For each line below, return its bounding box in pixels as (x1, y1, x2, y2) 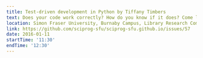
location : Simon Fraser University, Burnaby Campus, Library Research (6, 20, 188, 26)
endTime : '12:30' (6, 43, 50, 49)
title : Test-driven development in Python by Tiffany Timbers (6, 8, 166, 15)
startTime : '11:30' (6, 37, 56, 43)
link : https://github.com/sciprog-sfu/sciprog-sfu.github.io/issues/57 (6, 25, 190, 32)
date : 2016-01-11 (6, 31, 50, 37)
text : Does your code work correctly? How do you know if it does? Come (6, 14, 193, 21)
